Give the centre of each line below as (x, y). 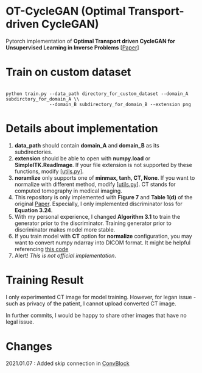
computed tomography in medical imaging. (68, 191)
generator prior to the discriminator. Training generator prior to (93, 223)
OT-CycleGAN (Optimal (66, 11)
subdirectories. (33, 152)
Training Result (45, 280)
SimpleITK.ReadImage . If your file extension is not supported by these (103, 165)
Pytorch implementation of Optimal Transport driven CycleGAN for (91, 41)
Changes (29, 346)
